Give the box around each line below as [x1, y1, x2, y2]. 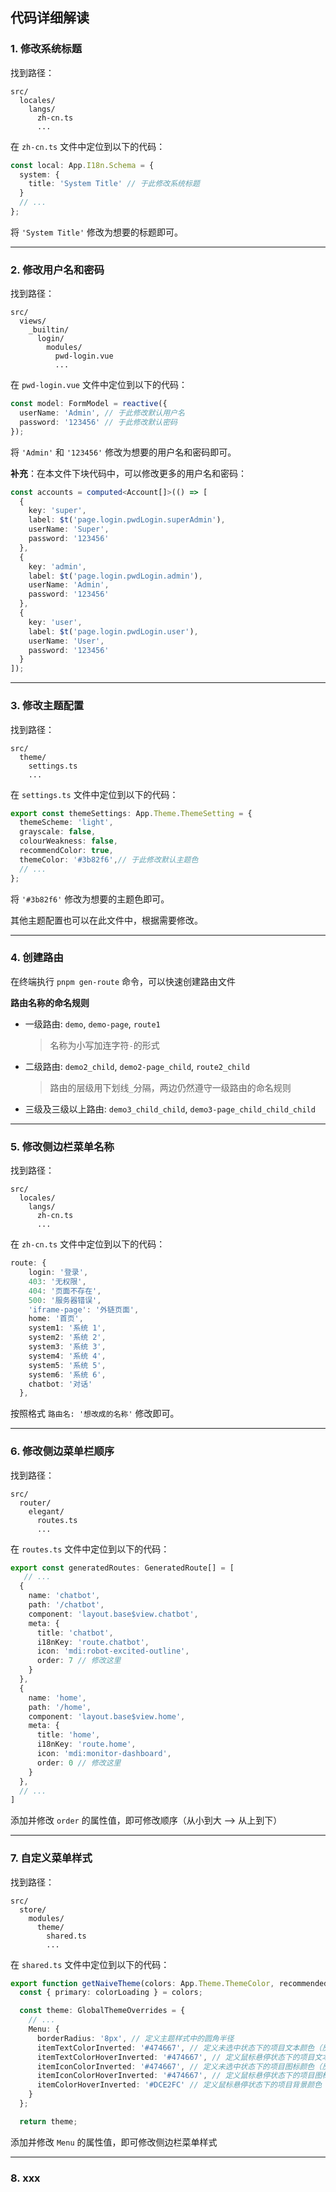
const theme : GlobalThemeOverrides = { [19, 2006, 186, 2016]
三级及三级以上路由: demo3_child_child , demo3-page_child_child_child [24, 1103, 316, 1115]
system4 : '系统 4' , [28, 1351, 107, 1361]
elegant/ [28, 1506, 65, 1517]
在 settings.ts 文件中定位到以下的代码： [10, 788, 179, 800]
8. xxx [10, 2171, 41, 2185]
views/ [19, 316, 47, 327]
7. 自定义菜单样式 [10, 1851, 93, 1865]
